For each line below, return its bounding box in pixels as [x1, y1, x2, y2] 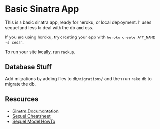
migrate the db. [5, 81, 36, 87]
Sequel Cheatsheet [12, 113, 51, 119]
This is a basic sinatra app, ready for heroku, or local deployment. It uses [5, 19, 152, 25]
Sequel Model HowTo [12, 118, 56, 124]
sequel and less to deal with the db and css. [5, 24, 94, 30]
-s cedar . [5, 39, 24, 45]
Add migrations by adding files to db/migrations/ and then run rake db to [5, 75, 152, 81]
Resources [5, 95, 39, 103]
